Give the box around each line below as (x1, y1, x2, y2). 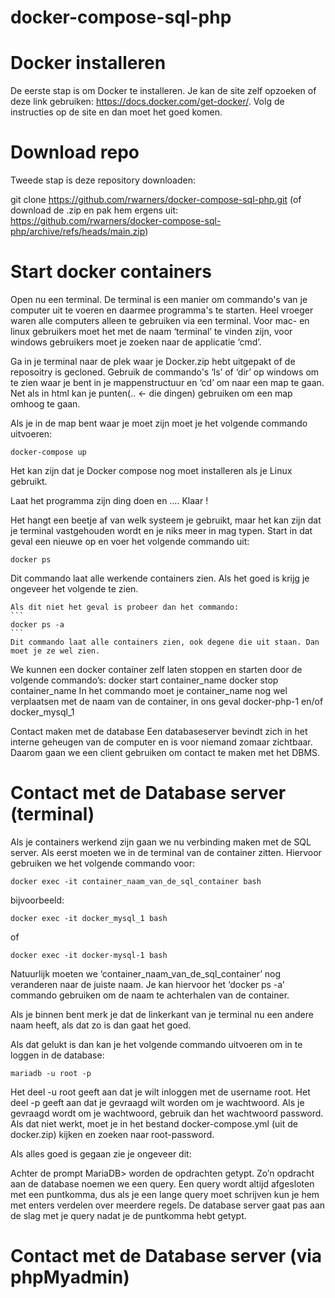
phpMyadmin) (10, 1266, 130, 1289)
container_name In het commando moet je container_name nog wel (10, 685, 288, 696)
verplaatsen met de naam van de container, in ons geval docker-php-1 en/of (10, 696, 324, 707)
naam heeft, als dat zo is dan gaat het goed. (10, 1019, 192, 1031)
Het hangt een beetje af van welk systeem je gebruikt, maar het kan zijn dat (10, 514, 322, 526)
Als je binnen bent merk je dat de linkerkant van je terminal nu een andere (10, 1008, 314, 1020)
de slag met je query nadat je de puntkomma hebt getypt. (10, 1209, 247, 1221)
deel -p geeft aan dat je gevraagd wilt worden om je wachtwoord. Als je (10, 1096, 305, 1108)
